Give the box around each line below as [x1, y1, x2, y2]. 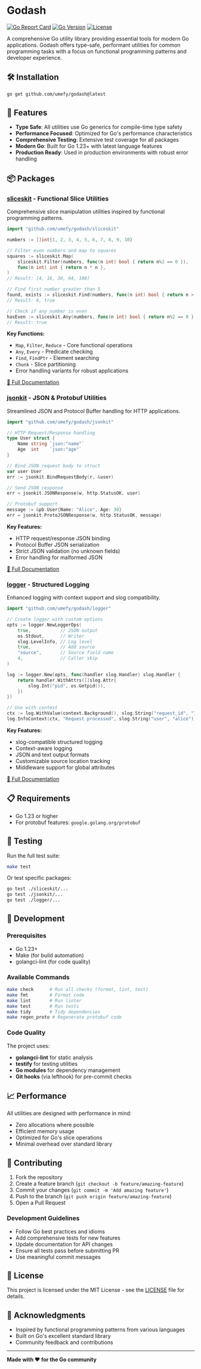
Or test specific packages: [7, 874, 72, 882]
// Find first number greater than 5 [7, 286, 101, 292]
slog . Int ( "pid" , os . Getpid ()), [28, 683, 106, 689]
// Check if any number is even [7, 308, 87, 314]
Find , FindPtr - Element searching [15, 355, 100, 362]
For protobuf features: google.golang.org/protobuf [15, 819, 141, 826]
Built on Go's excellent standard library [15, 1332, 111, 1340]
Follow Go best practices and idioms [15, 1228, 105, 1235]
